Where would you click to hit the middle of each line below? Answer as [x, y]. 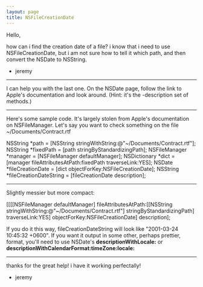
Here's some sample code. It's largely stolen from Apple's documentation [98, 118]
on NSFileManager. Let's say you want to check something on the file [93, 125]
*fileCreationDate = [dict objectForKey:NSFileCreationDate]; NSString [93, 169]
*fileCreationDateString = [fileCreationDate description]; [76, 175]
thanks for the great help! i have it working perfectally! [74, 265]
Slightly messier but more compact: [50, 192]
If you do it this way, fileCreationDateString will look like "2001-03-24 [92, 229]
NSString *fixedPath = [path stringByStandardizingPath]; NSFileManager [97, 149]
